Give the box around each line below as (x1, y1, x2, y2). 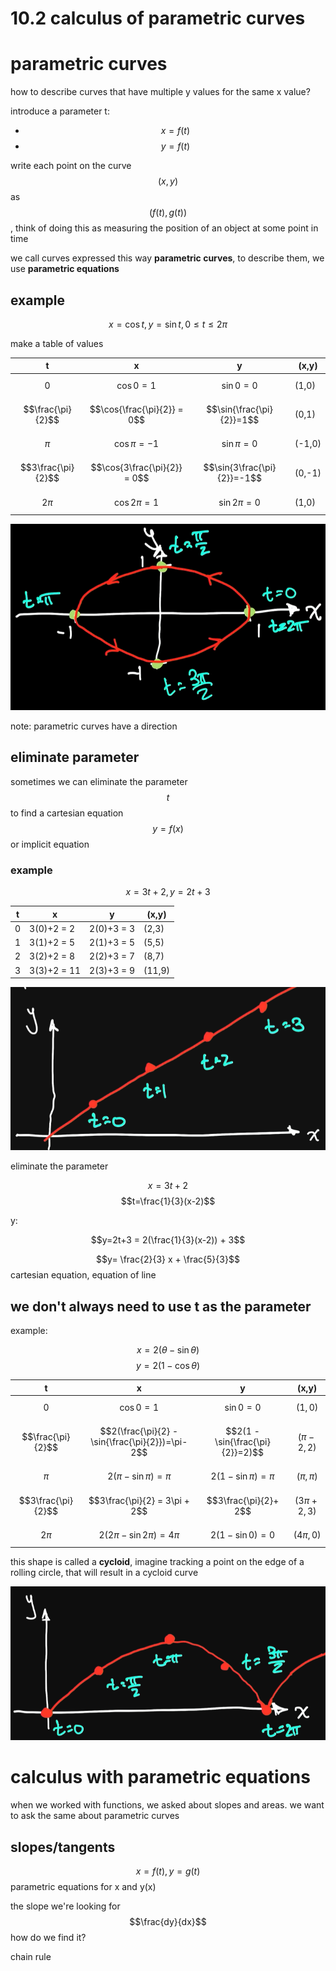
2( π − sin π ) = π (107, 1470, 172, 1482)
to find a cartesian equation (10, 807, 124, 819)
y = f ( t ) (160, 140, 191, 152)
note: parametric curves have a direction (10, 720, 178, 732)
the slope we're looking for (10, 1900, 121, 1912)
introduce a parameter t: (10, 105, 110, 117)
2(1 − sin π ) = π (210, 1470, 275, 1482)
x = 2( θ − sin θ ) (136, 1344, 200, 1356)
